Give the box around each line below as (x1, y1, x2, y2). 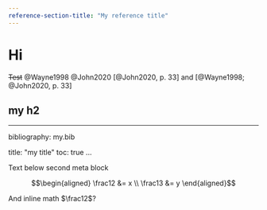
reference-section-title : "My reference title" (8, 11, 169, 20)
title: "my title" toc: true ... (8, 148, 92, 157)
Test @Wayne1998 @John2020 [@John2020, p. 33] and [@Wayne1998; (8, 72, 245, 82)
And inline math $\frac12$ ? (8, 194, 97, 204)
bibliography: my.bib (8, 132, 75, 142)
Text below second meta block (8, 163, 109, 173)
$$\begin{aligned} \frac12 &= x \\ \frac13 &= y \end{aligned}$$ (31, 178, 236, 188)
